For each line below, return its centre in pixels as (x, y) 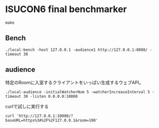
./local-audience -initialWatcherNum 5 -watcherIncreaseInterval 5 (78, 92)
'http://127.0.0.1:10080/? (45, 116)
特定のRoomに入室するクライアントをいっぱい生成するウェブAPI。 (74, 82)
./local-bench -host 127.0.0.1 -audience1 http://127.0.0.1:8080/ (76, 50)
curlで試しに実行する (27, 106)
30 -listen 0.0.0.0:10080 (51, 96)
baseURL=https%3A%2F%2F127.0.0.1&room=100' (52, 120)
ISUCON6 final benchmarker (66, 9)
